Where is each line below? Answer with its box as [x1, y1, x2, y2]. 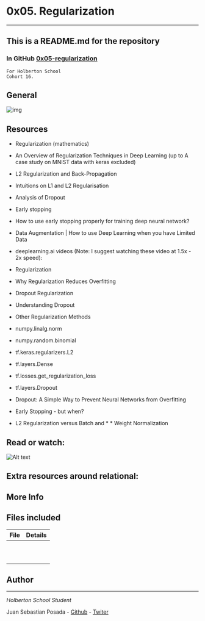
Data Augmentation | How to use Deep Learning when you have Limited [15, 229, 195, 237]
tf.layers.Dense [15, 361, 54, 368]
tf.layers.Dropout [15, 384, 58, 392]
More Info [6, 492, 44, 502]
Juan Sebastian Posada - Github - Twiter [6, 608, 109, 616]
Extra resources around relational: [6, 471, 139, 481]
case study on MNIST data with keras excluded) [15, 159, 136, 166]
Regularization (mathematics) [15, 140, 90, 148]
